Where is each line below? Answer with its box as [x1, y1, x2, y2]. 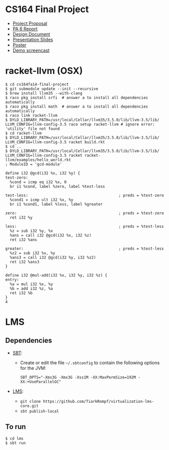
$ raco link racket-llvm [5, 113, 58, 118]
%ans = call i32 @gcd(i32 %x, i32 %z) [10, 232, 92, 238]
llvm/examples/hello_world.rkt [5, 157, 71, 162]
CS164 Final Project [5, 4, 89, 15]
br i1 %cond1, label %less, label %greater [10, 201, 103, 206]
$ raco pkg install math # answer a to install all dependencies [5, 104, 148, 109]
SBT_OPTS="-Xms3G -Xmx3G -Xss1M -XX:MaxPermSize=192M [20, 374, 136, 380]
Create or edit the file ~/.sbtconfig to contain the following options [20, 359, 160, 366]
